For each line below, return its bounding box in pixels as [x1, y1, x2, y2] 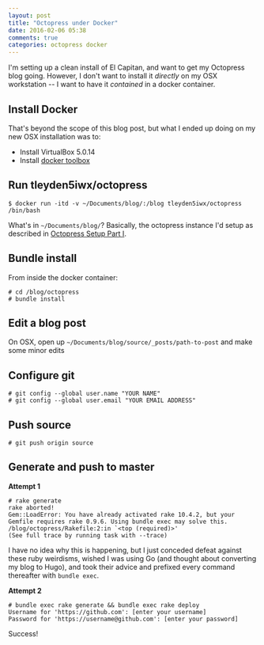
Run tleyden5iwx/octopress [8, 179, 148, 192]
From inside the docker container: [8, 272, 119, 282]
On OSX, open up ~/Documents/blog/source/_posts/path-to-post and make [8, 337, 253, 347]
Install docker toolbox [19, 155, 91, 165]
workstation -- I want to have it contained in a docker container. [8, 80, 216, 89]
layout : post [8, 11, 51, 20]
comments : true [8, 33, 58, 42]
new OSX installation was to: [8, 131, 101, 141]
